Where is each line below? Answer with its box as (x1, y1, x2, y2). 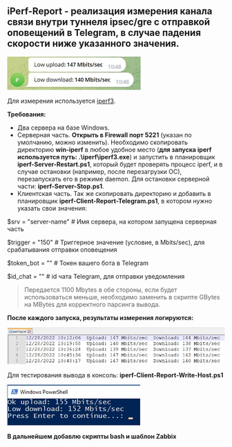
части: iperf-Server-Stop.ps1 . (17, 182, 105, 190)
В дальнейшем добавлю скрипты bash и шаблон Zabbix (7, 433, 177, 441)
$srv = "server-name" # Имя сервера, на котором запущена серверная (7, 217, 217, 226)
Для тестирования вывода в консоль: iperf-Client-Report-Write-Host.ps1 (7, 371, 224, 379)
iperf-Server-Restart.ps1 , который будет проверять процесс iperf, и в (17, 160, 223, 168)
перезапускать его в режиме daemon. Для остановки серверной (17, 175, 210, 183)
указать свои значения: (17, 203, 88, 212)
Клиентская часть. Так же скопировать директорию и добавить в (17, 189, 211, 197)
